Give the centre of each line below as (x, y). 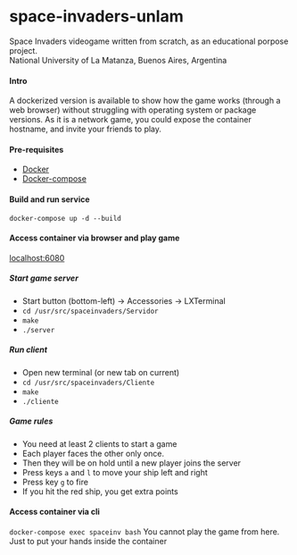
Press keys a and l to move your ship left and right (115, 472)
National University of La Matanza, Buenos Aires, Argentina (118, 60)
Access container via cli (55, 512)
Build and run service (50, 199)
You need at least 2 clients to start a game (99, 443)
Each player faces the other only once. (93, 453)
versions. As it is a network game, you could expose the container (130, 120)
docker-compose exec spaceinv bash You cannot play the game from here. (144, 531)
